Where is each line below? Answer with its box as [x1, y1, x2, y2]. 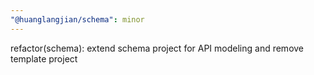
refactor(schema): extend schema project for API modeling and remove [10, 42, 305, 54]
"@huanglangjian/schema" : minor [10, 14, 145, 25]
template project [10, 52, 78, 65]
